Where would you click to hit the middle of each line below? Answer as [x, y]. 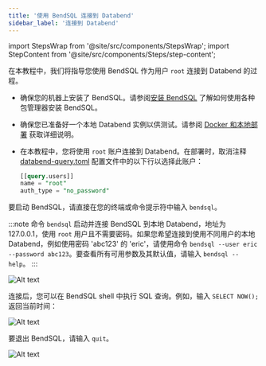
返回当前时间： [33, 306]
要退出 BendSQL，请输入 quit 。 [61, 338]
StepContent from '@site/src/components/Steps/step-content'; [112, 54]
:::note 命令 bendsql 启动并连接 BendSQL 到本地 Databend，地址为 [117, 224]
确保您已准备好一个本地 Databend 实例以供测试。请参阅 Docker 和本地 [135, 124]
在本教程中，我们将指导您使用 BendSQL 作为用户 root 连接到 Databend [125, 70]
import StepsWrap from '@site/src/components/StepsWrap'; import [119, 45]
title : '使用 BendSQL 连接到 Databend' [71, 16]
